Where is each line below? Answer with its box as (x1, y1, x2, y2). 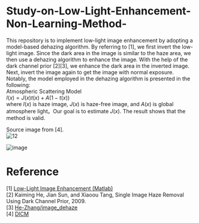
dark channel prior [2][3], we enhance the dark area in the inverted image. (6, 62, 190, 70)
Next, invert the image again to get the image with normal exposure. (6, 68, 174, 76)
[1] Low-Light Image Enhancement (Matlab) (6, 185, 113, 192)
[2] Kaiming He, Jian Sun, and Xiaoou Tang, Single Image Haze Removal (6, 191, 185, 198)
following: (6, 81, 31, 88)
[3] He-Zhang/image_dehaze (6, 204, 78, 211)
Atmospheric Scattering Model (6, 88, 82, 95)
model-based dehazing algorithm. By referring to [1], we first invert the (6, 43, 181, 50)
